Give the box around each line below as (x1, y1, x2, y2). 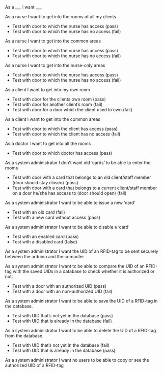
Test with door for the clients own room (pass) (12, 96, 106, 102)
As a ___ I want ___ (5, 4, 42, 10)
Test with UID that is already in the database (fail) (12, 318, 112, 324)
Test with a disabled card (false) (12, 239, 78, 244)
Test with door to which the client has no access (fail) (12, 131, 121, 137)
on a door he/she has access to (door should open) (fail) (12, 190, 127, 196)
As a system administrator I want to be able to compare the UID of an (5, 263, 145, 269)
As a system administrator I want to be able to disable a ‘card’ (5, 224, 130, 230)
